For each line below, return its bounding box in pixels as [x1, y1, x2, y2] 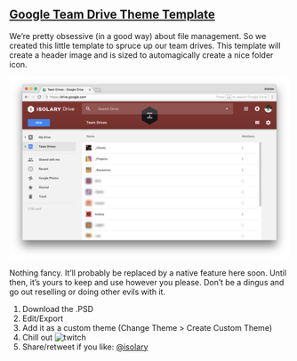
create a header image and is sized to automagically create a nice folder [9, 49, 274, 60]
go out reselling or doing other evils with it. [9, 286, 166, 297]
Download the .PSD [21, 303, 94, 314]
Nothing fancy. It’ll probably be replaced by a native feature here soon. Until [9, 267, 287, 278]
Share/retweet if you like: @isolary [21, 341, 148, 352]
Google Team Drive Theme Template [9, 7, 215, 22]
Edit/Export [21, 313, 64, 324]
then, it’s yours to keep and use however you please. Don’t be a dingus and [9, 277, 285, 287]
